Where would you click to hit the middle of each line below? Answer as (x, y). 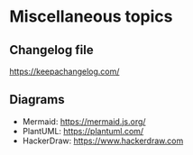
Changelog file (51, 50)
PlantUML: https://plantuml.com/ (83, 131)
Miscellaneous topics (91, 17)
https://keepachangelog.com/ (64, 71)
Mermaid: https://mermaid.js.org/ (84, 121)
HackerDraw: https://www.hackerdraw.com (103, 141)
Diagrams (37, 100)
